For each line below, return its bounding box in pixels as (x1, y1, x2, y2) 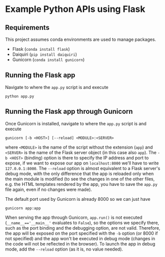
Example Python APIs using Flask (5, 3, 145, 15)
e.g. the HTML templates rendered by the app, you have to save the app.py (5, 181, 158, 187)
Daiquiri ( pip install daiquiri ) (12, 51, 77, 57)
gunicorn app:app (5, 205, 41, 211)
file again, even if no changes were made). (5, 186, 92, 192)
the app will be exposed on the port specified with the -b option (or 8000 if (5, 230, 158, 236)
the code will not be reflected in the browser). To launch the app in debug (5, 241, 156, 247)
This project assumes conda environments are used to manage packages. (5, 36, 156, 42)
